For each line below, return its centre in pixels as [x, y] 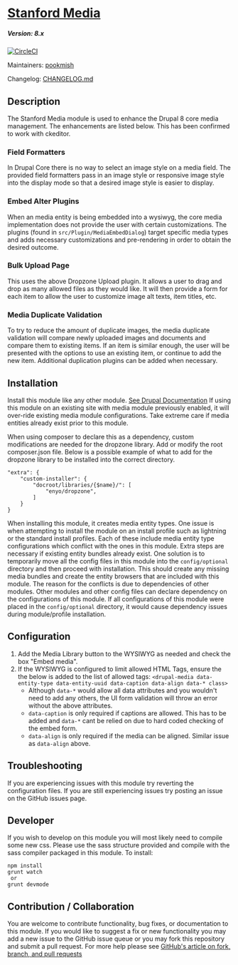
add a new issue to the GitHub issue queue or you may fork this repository [116, 939]
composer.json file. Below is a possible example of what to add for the [110, 451]
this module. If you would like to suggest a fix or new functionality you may [117, 931]
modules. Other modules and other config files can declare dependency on [117, 591]
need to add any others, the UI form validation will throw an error [123, 698]
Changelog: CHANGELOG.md [50, 79]
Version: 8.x [26, 33]
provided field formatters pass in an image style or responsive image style [116, 175]
